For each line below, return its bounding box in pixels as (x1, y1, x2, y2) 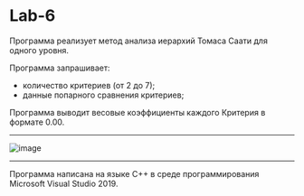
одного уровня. (9, 44, 70, 55)
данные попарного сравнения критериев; (22, 89, 185, 100)
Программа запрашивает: (9, 62, 110, 73)
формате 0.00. (9, 117, 65, 127)
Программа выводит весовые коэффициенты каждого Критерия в (9, 107, 266, 117)
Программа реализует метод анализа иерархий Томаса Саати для (9, 35, 269, 46)
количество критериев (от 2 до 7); (22, 79, 156, 90)
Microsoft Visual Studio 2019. (9, 178, 119, 189)
